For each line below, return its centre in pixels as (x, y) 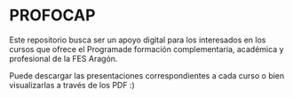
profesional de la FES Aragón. (63, 58)
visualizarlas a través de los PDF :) (72, 85)
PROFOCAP (52, 15)
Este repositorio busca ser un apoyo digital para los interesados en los (138, 40)
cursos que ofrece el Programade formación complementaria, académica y (146, 49)
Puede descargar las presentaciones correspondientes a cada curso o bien (147, 75)
